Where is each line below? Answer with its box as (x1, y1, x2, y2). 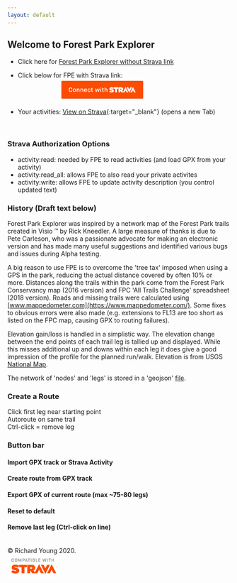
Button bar (7, 440, 45, 450)
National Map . (7, 360, 48, 369)
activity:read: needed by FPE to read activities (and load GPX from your (17, 155, 226, 163)
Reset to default (7, 506, 55, 515)
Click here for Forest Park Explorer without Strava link (17, 58, 175, 66)
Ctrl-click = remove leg (7, 423, 75, 431)
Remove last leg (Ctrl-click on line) (7, 523, 111, 532)
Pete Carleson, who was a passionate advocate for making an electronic (7, 234, 218, 243)
